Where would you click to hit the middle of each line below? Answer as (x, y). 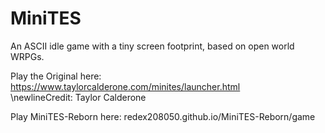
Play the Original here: (56, 76)
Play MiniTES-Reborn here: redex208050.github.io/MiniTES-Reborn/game (163, 116)
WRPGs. (27, 56)
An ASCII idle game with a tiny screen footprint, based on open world (152, 46)
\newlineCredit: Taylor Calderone (78, 97)
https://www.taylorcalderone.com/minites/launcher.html (125, 86)
